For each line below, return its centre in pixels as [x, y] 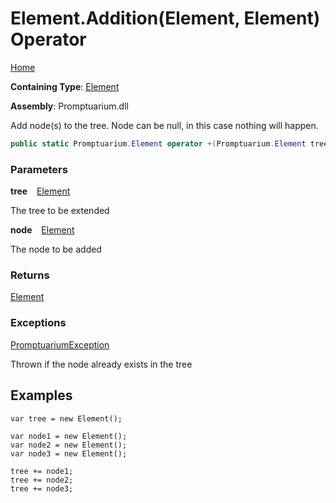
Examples [41, 395]
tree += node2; [42, 480]
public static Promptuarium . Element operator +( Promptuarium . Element [158, 143]
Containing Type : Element [65, 86]
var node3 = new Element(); [69, 453]
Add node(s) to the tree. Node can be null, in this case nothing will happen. [164, 125]
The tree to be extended [60, 211]
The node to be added [56, 249]
